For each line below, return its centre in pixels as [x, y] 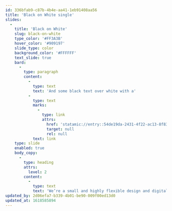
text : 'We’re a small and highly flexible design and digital [100, 191]
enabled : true [29, 148]
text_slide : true [33, 58]
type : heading [39, 162]
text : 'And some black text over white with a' [84, 91]
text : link [44, 139]
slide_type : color [34, 48]
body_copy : [26, 153]
